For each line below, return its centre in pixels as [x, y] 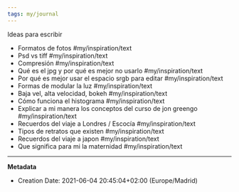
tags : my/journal [33, 14]
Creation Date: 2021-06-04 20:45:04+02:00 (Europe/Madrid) [107, 180]
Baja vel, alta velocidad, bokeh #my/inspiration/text [92, 93]
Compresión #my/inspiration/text [66, 63]
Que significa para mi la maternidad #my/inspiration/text [100, 146]
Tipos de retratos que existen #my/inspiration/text [91, 131]
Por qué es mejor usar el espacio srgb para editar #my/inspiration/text [120, 78]
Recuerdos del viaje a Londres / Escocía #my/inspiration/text [106, 123]
